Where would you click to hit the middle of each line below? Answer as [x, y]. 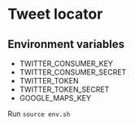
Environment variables [66, 44]
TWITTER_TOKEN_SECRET [64, 89]
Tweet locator [55, 14]
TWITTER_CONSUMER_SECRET [73, 72]
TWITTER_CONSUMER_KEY [66, 63]
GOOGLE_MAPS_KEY [55, 98]
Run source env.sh [39, 114]
